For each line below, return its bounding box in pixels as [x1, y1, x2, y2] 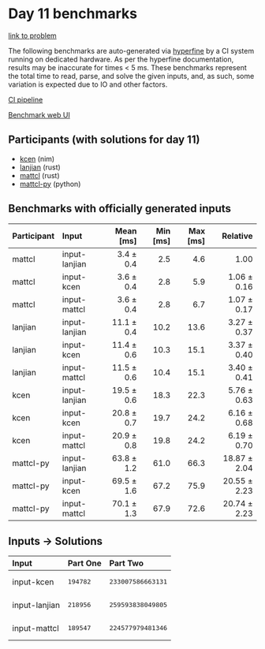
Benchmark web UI [8, 110, 71, 119]
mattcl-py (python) [19, 179, 81, 188]
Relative [222, 230, 253, 241]
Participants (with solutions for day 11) [8, 133, 200, 147]
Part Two [109, 558, 144, 569]
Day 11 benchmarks [8, 5, 138, 23]
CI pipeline [8, 95, 43, 104]
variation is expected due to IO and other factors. [8, 80, 168, 89]
